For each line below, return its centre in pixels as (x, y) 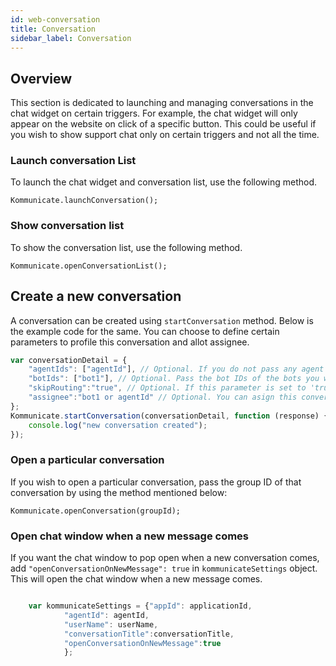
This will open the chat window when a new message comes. (136, 579)
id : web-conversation (55, 19)
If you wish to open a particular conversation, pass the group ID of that (156, 482)
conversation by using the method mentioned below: (119, 492)
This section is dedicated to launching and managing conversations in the (162, 103)
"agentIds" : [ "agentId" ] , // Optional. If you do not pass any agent (176, 369)
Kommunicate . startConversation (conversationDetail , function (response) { (169, 416)
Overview (41, 78)
